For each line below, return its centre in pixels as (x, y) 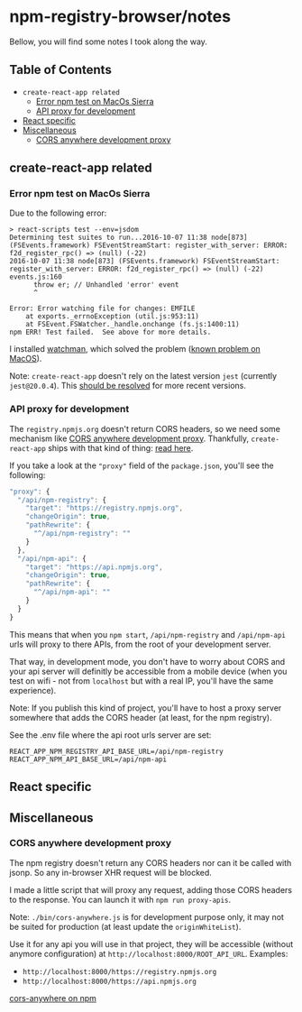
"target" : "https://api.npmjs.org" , (95, 567)
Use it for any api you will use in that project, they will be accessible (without (151, 943)
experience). (33, 690)
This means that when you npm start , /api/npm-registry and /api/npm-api (148, 634)
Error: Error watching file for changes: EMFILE (102, 308)
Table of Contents (61, 70)
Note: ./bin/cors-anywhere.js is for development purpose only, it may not (146, 916)
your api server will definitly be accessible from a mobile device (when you (148, 671)
